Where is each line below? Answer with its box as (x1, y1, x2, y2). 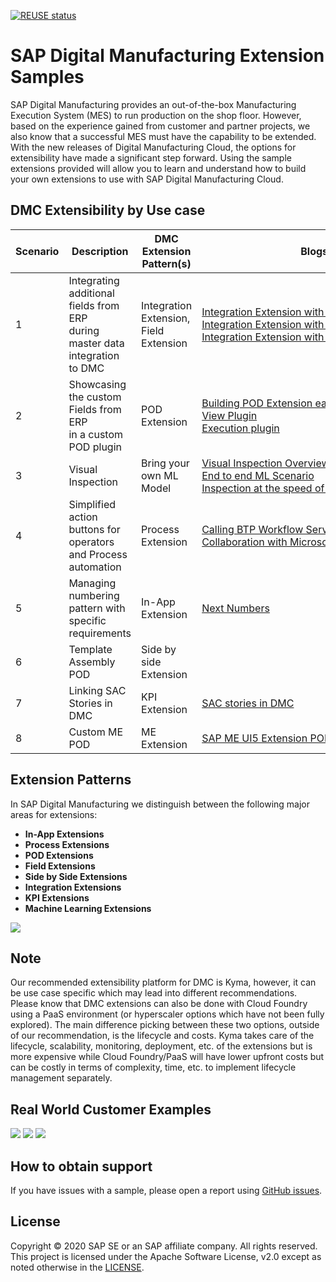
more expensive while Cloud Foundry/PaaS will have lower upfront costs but (10, 1051, 325, 1063)
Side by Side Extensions (24, 870, 128, 882)
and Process (68, 547, 128, 561)
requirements (68, 626, 132, 640)
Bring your (141, 456, 190, 470)
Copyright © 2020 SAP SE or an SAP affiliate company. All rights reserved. (10, 1240, 318, 1252)
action (68, 510, 98, 524)
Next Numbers (201, 601, 270, 615)
